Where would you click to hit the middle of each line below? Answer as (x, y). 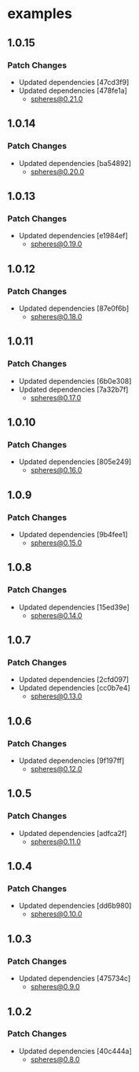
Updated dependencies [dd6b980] (75, 906)
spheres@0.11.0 (56, 842)
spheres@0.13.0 (56, 696)
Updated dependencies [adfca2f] (73, 833)
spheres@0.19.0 (56, 244)
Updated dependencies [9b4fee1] (73, 534)
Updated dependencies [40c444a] (75, 1051)
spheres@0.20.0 (57, 171)
